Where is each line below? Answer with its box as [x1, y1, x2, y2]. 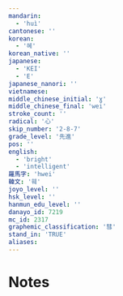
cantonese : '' [8, 27, 57, 35]
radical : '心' [8, 118, 55, 126]
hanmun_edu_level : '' [8, 200, 82, 208]
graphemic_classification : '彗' [8, 223, 117, 231]
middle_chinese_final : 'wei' [8, 102, 107, 110]
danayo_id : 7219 [8, 208, 63, 216]
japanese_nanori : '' [8, 79, 78, 88]
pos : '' [8, 139, 35, 148]
